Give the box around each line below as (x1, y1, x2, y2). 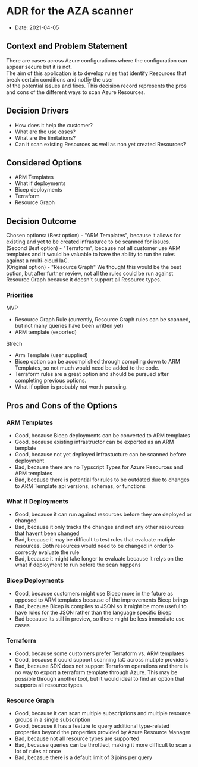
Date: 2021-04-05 (14, 24, 59, 31)
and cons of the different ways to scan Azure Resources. (6, 88, 146, 96)
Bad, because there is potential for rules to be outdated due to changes (14, 476, 190, 483)
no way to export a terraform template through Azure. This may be (14, 669, 178, 676)
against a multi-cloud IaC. (6, 257, 70, 264)
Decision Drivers (6, 106, 70, 116)
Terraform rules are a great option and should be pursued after (14, 371, 169, 378)
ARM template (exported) (14, 328, 77, 336)
